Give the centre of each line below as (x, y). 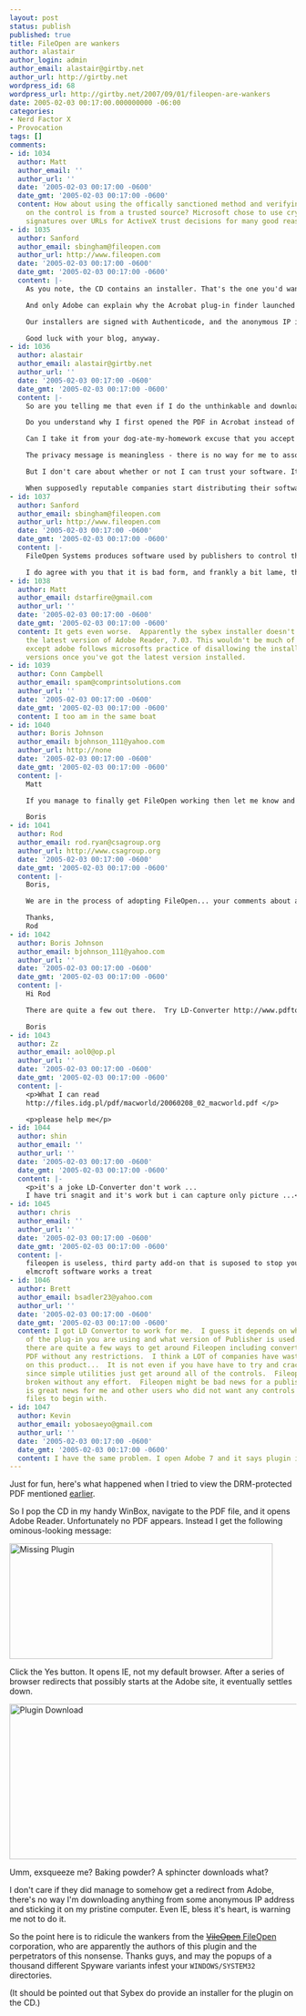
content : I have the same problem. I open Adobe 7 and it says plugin (154, 1458)
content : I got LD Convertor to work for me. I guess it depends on (152, 1331)
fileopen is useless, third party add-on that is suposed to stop (154, 1264)
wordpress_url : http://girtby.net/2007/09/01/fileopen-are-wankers (140, 94)
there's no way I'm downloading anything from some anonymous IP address (152, 1899)
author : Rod (41, 834)
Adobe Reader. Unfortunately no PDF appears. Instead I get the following (146, 1521)
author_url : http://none (65, 751)
